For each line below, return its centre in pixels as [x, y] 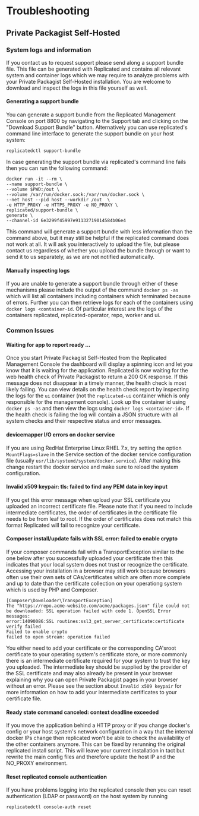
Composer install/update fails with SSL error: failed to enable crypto [92, 539]
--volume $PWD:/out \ [33, 189]
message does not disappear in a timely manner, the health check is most [96, 383]
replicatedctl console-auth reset [49, 807]
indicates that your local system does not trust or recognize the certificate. [97, 565]
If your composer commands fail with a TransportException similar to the [95, 552]
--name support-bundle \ [37, 184]
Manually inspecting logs [38, 270]
